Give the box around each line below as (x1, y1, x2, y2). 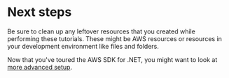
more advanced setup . (7, 63, 72, 71)
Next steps (7, 4, 72, 20)
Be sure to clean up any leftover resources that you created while (7, 27, 196, 36)
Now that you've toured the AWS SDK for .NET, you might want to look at (7, 55, 218, 63)
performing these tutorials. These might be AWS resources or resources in (7, 34, 223, 42)
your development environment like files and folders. (7, 42, 160, 50)
